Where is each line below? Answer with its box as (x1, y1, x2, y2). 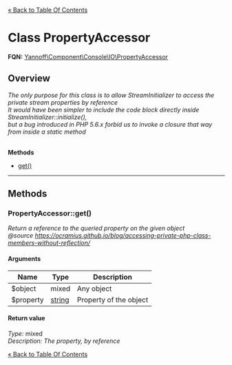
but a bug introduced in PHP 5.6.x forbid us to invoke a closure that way (8, 120, 213, 128)
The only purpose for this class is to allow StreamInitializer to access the (8, 91, 215, 99)
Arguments (8, 255, 41, 263)
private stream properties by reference (8, 98, 118, 106)
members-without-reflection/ (8, 239, 91, 247)
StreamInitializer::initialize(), (8, 113, 87, 121)
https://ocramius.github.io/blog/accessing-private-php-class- (34, 231, 211, 240)
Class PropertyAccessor (8, 30, 151, 45)
